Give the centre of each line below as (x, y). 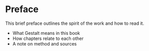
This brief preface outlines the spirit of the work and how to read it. (75, 23)
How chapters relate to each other (48, 38)
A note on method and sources (45, 43)
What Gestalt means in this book (46, 33)
